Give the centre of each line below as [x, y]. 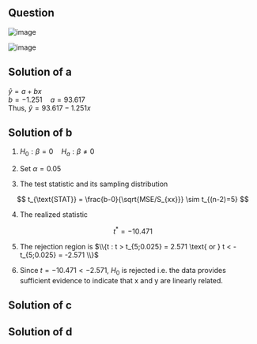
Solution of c [40, 306]
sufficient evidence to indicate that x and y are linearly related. [121, 280]
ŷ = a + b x [25, 91]
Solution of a [40, 72]
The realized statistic [54, 215]
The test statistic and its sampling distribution [94, 184]
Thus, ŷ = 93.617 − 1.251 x [49, 108]
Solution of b [40, 133]
